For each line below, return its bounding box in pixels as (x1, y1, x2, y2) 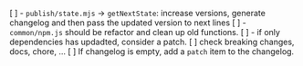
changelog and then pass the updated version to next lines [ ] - (9, 17, 246, 28)
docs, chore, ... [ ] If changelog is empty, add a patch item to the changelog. (9, 46, 295, 57)
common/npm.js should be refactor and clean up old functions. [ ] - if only (9, 27, 281, 37)
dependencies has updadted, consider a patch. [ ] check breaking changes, (9, 36, 295, 47)
